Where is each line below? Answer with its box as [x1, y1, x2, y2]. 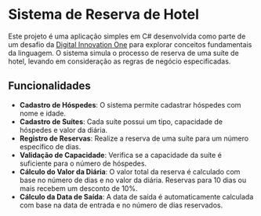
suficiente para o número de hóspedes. [19, 159, 147, 168]
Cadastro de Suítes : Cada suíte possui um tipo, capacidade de [19, 116, 223, 126]
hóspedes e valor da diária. [19, 125, 108, 134]
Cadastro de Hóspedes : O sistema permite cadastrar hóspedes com [19, 100, 241, 109]
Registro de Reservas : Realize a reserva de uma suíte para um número [19, 134, 249, 143]
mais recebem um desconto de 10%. [19, 183, 138, 193]
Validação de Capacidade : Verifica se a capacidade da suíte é [19, 150, 222, 159]
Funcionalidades [8, 79, 92, 93]
